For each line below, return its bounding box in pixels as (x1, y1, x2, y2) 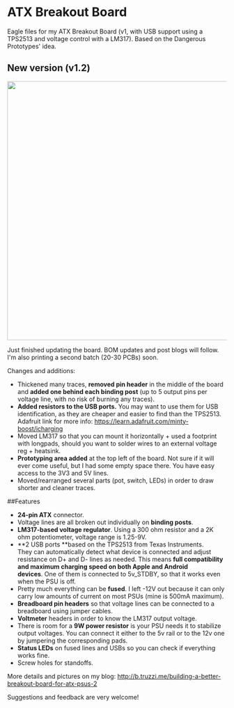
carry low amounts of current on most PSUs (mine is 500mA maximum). (17, 592, 224, 600)
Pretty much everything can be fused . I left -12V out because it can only (17, 584, 225, 592)
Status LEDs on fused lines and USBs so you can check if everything (17, 643, 216, 652)
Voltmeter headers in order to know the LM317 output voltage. (17, 614, 197, 622)
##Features (7, 497, 40, 505)
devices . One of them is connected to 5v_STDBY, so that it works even (17, 569, 221, 578)
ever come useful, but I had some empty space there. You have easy (17, 461, 214, 470)
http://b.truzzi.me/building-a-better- (117, 672, 221, 680)
